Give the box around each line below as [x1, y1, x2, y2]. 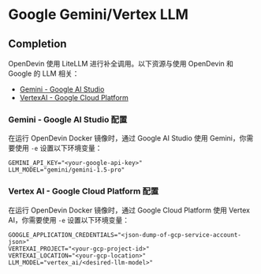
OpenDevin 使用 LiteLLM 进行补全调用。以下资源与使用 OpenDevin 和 [8, 59, 234, 68]
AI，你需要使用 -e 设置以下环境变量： [8, 215, 130, 224]
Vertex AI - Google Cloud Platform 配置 [8, 186, 159, 197]
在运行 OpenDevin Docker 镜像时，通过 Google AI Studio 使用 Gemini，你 [8, 133, 247, 143]
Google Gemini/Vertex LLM [8, 6, 189, 24]
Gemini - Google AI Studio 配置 [8, 114, 128, 125]
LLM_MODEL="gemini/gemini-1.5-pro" [8, 166, 125, 175]
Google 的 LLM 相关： [8, 69, 80, 78]
